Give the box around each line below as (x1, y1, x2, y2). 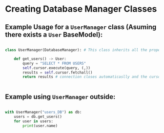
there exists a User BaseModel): (5, 30, 103, 38)
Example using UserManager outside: (5, 93, 116, 101)
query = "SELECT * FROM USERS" (22, 61, 86, 66)
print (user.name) (22, 123, 58, 128)
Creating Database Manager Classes (5, 3, 157, 15)
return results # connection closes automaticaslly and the (22, 75, 147, 79)
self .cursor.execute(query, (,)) (22, 65, 91, 70)
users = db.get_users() (14, 114, 62, 119)
